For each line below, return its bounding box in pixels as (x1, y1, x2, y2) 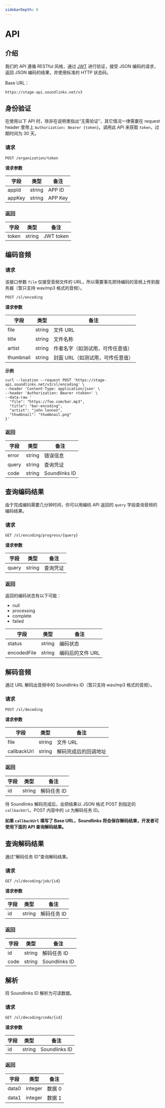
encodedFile (7, 649, 36, 656)
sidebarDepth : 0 (5, 7, 38, 12)
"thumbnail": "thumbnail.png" (9, 412, 71, 417)
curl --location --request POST (5, 377, 71, 382)
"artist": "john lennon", (9, 407, 63, 413)
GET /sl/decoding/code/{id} (5, 1015, 63, 1020)
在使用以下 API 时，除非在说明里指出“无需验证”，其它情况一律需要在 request (5, 118, 160, 124)
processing (12, 608, 35, 614)
